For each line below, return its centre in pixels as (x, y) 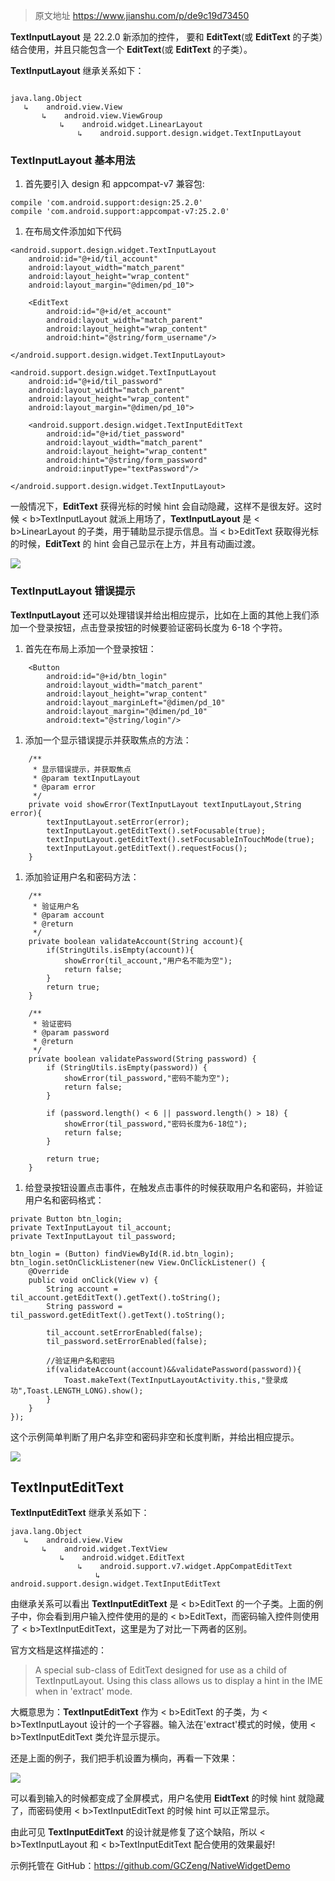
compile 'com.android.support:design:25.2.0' (106, 203)
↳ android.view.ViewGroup (102, 116)
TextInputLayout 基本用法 (73, 160)
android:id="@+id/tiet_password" (116, 434)
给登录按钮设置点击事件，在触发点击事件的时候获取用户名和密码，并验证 (173, 1187)
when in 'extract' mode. (83, 1691)
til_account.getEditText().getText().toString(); (116, 1297)
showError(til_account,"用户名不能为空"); (148, 960)
